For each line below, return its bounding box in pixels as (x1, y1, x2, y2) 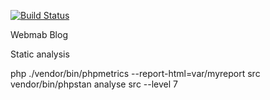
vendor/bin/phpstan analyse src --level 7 (10, 78, 178, 90)
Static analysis (10, 48, 70, 60)
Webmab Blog (10, 29, 68, 40)
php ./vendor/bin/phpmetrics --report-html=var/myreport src (10, 68, 261, 79)
